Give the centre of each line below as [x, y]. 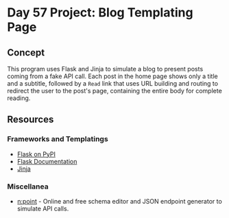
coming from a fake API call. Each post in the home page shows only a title [112, 76]
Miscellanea [28, 186]
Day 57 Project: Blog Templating [100, 13]
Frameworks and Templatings [58, 139]
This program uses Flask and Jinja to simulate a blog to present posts [105, 69]
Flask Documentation [47, 161]
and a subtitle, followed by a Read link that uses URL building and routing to [112, 83]
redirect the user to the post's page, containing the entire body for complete [115, 91]
